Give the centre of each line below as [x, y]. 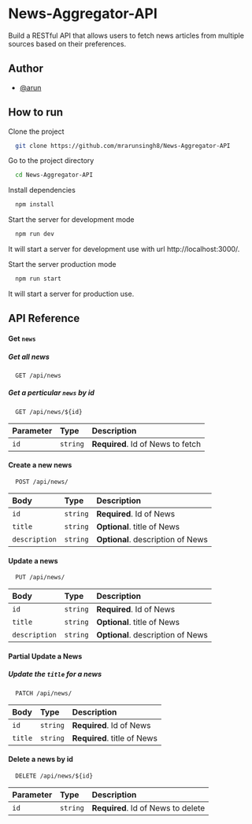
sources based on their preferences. [67, 43]
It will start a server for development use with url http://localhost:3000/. [124, 249]
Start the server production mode [62, 264]
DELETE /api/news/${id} [54, 776]
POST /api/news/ [42, 482]
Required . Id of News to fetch [146, 444]
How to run [36, 112]
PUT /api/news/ [40, 578]
